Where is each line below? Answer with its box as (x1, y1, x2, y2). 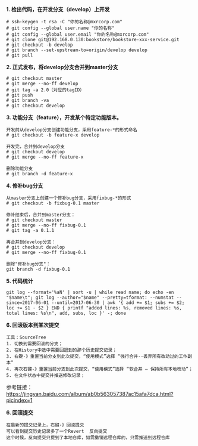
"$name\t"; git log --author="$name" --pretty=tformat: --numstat (6, 295, 174, 301)
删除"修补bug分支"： (6, 261, 51, 267)
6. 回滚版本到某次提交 (6, 321, 59, 329)
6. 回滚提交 (6, 409, 34, 416)
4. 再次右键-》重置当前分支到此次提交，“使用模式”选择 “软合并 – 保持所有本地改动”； (6, 366, 193, 372)
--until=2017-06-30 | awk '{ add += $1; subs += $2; (51, 300, 185, 306)
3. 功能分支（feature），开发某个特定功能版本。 (6, 114, 122, 121)
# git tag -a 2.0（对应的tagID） (6, 87, 84, 93)
